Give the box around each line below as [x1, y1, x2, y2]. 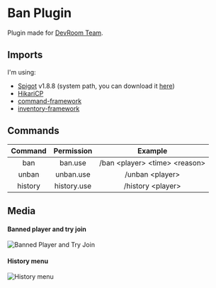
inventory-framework [17, 104, 80, 113]
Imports [7, 49, 43, 61]
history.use [54, 181, 92, 191]
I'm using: [7, 67, 37, 76]
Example [137, 145, 168, 155]
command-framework [17, 96, 82, 105]
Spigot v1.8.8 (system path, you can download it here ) [17, 82, 175, 90]
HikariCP [17, 89, 44, 97]
